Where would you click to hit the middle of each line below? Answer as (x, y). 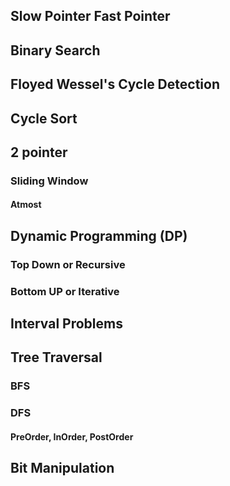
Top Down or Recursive (68, 264)
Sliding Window (49, 181)
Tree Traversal (56, 357)
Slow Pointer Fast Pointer (90, 16)
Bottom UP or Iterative (65, 291)
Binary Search (55, 50)
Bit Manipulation (62, 468)
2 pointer (39, 152)
